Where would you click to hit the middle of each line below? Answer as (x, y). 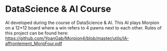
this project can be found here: (37, 33)
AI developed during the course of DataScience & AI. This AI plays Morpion (82, 23)
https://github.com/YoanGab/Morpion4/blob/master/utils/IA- (67, 38)
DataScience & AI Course (58, 9)
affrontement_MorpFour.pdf (34, 43)
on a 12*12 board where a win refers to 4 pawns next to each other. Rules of (83, 27)
